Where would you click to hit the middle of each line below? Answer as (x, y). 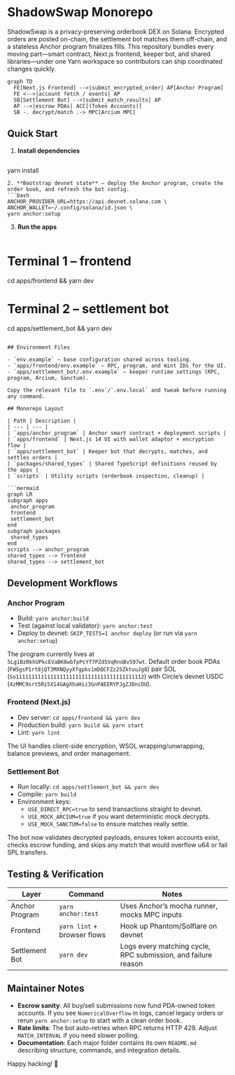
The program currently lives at (51, 654)
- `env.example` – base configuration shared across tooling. (100, 359)
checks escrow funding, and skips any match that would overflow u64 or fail (117, 845)
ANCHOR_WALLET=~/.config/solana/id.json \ (70, 207)
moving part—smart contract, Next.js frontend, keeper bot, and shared (109, 54)
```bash (19, 195)
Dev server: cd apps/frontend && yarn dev (79, 717)
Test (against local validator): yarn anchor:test (85, 626)
